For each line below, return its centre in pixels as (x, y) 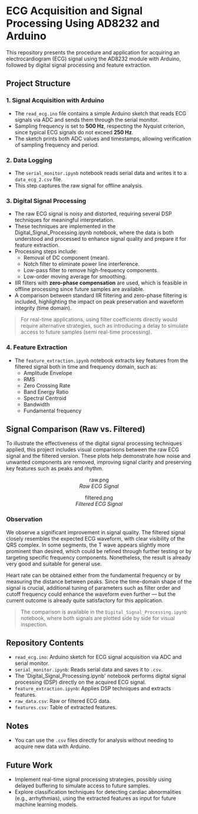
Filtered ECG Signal (99, 504)
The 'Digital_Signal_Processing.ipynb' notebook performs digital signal (100, 676)
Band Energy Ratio (46, 392)
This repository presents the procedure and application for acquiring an (93, 52)
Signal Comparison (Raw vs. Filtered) (76, 429)
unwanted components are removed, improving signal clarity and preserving (99, 462)
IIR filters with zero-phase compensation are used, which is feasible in (101, 283)
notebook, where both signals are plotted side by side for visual (98, 618)
